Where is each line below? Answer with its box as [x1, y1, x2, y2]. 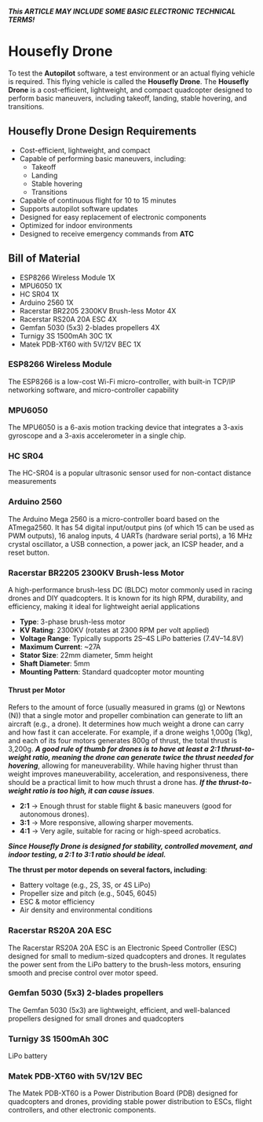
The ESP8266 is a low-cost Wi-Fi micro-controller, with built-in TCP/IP [8, 376, 236, 386]
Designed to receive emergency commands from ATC [19, 229, 195, 238]
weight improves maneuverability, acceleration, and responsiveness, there [8, 769, 249, 779]
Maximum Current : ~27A [19, 642, 101, 651]
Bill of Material [8, 251, 81, 266]
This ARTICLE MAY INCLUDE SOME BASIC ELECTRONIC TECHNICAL [8, 7, 236, 16]
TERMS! [8, 15, 35, 24]
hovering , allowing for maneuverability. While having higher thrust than [8, 761, 239, 771]
